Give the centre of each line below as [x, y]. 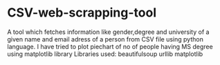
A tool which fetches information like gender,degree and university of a [108, 32]
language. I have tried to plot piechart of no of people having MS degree [110, 46]
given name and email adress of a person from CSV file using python [106, 39]
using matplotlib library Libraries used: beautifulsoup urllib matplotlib [105, 54]
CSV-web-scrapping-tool [82, 13]
